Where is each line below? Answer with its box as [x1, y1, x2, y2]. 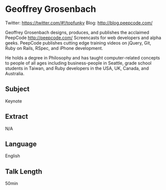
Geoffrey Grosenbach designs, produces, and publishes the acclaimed [5, 29, 150, 35]
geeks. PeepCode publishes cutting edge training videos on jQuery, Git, [5, 40, 151, 46]
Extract [5, 112, 28, 121]
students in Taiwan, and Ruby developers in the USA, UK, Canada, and [5, 65, 149, 71]
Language [5, 140, 37, 148]
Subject [5, 85, 30, 94]
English [5, 153, 20, 159]
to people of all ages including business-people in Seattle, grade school [5, 60, 152, 66]
